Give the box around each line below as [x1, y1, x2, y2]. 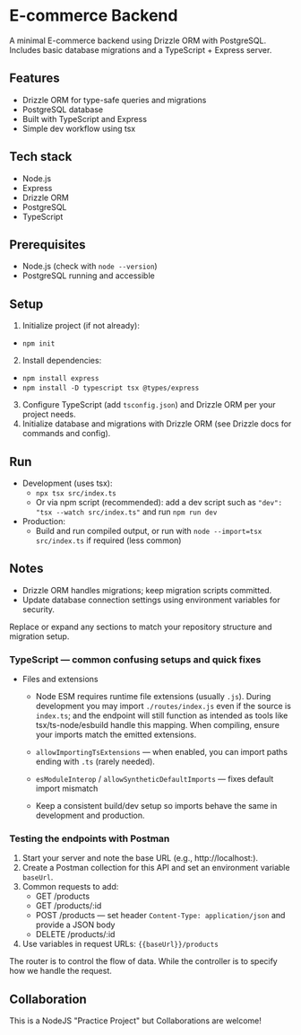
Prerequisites [9, 237, 86, 252]
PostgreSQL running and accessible [21, 270, 155, 281]
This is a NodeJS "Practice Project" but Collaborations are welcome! [9, 1015, 262, 1026]
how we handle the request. [9, 966, 112, 977]
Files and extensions [21, 674, 99, 685]
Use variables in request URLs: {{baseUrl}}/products [21, 939, 219, 950]
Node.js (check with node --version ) [21, 261, 159, 272]
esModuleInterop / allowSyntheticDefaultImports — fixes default [35, 774, 274, 785]
